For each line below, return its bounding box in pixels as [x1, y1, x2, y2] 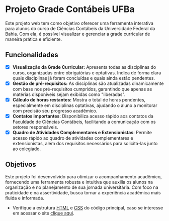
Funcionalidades [5, 51, 59, 59]
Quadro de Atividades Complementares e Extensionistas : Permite [12, 130, 152, 135]
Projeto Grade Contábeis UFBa [5, 4, 135, 15]
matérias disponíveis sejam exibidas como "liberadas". [12, 91, 126, 97]
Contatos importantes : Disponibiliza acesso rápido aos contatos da [12, 113, 153, 119]
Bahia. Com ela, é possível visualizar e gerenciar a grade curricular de [5, 31, 150, 37]
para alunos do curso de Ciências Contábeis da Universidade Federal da [5, 25, 155, 31]
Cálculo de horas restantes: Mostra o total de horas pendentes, [12, 96, 146, 102]
